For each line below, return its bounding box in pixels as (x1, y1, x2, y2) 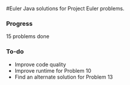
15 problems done (6, 33, 50, 40)
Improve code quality (14, 61, 66, 68)
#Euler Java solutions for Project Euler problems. (6, 5, 125, 12)
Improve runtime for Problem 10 (14, 67, 92, 74)
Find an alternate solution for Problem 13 (14, 73, 113, 80)
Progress (6, 19, 33, 28)
